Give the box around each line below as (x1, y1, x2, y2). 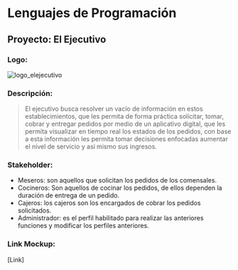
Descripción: (7, 88, 53, 98)
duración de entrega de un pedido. (17, 191, 119, 200)
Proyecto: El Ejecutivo (7, 33, 107, 45)
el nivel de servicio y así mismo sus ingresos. (24, 142, 158, 151)
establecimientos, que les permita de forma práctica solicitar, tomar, (24, 112, 225, 121)
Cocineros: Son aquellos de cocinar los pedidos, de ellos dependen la (17, 183, 222, 193)
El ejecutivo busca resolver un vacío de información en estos (24, 104, 204, 113)
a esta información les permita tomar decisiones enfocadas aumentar (24, 135, 229, 144)
